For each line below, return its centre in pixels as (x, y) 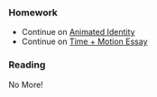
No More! (26, 84)
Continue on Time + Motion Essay (84, 41)
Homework (33, 13)
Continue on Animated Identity (78, 32)
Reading (27, 65)
